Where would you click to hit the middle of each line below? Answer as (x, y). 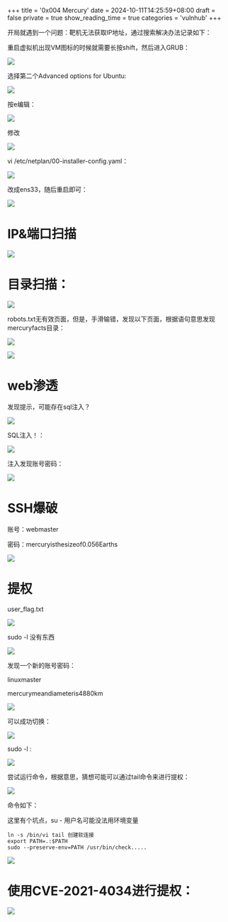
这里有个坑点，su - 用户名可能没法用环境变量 (73, 820)
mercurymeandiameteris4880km (55, 693)
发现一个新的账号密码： (41, 665)
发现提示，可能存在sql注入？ (49, 407)
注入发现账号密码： (35, 463)
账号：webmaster (33, 529)
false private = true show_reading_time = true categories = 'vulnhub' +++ (114, 18)
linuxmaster (24, 679)
